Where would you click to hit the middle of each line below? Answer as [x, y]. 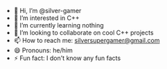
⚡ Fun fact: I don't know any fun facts [67, 58]
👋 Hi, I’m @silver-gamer [47, 11]
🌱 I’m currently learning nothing [59, 25]
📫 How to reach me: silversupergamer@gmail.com [87, 40]
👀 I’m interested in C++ [46, 18]
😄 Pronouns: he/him [43, 50]
